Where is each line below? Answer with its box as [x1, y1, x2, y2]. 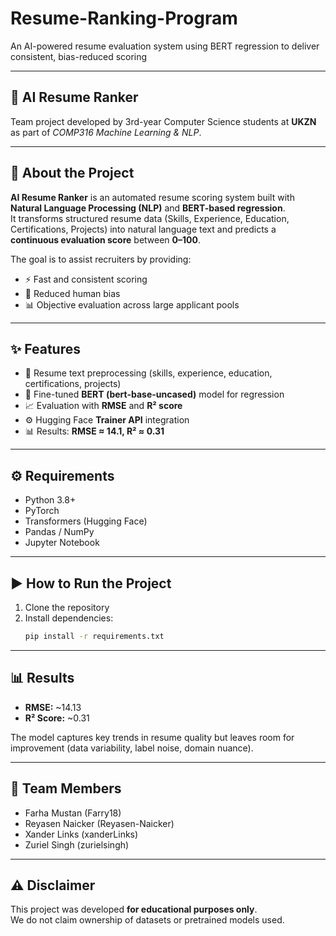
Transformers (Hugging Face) [24, 515, 148, 527]
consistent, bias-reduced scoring [10, 50, 148, 62]
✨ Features [10, 340, 81, 357]
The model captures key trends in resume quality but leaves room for [10, 731, 295, 743]
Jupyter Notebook [24, 537, 100, 549]
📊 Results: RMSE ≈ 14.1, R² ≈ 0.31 [24, 425, 165, 437]
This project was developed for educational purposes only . [10, 903, 258, 916]
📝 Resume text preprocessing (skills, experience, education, [24, 367, 273, 379]
